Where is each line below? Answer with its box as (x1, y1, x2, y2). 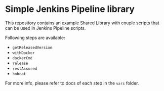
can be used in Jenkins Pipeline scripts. (5, 25, 86, 31)
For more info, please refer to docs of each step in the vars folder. (5, 80, 139, 86)
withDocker (12, 50, 35, 55)
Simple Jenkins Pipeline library (5, 3, 135, 15)
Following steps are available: (5, 35, 65, 41)
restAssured (12, 66, 37, 71)
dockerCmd (12, 55, 33, 60)
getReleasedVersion (12, 45, 53, 50)
